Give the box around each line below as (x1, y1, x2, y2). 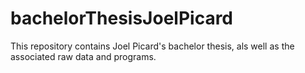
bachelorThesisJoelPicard (10, 7, 234, 30)
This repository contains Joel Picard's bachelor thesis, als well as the (10, 40, 295, 52)
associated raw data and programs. (10, 50, 157, 62)
